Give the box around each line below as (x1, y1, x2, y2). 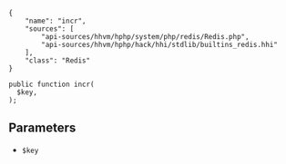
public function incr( (8, 80, 95, 89)
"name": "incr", (25, 16, 87, 25)
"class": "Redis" (25, 56, 91, 65)
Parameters (8, 121, 77, 136)
